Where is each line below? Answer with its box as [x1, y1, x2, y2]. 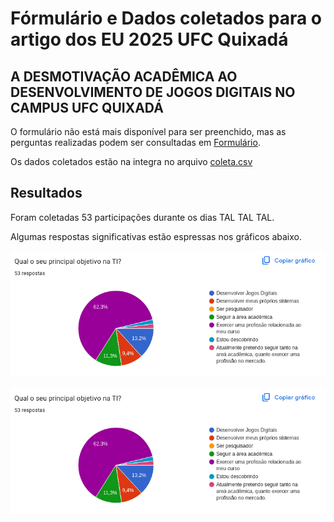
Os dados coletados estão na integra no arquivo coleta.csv [10, 156, 253, 167]
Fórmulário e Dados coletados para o [10, 7, 323, 30]
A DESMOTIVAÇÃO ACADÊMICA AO [10, 68, 238, 85]
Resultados [10, 185, 83, 202]
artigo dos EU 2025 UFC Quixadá [10, 28, 289, 51]
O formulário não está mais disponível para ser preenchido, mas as [10, 126, 287, 137]
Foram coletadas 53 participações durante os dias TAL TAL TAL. [10, 211, 275, 223]
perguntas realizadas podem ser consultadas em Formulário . [10, 137, 261, 148]
